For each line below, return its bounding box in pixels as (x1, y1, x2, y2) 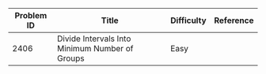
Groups (56, 53, 85, 64)
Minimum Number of (56, 43, 134, 54)
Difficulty (169, 15, 207, 26)
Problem (14, 10, 47, 20)
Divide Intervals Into (56, 33, 131, 44)
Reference (214, 15, 254, 26)
